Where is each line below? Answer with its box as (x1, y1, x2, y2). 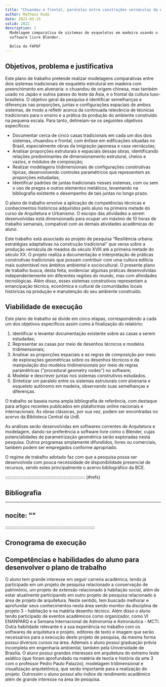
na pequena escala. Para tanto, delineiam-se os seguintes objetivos (5, 117, 143, 123)
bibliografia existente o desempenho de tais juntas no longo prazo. (12, 190, 148, 196)
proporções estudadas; (12, 174, 60, 180)
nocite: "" (5, 511, 36, 520)
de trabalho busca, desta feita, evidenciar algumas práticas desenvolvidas (5, 267, 157, 273)
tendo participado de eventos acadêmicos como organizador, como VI (5, 613, 149, 619)
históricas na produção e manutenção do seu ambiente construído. (5, 288, 142, 294)
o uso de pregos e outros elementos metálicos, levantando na (12, 185, 138, 191)
